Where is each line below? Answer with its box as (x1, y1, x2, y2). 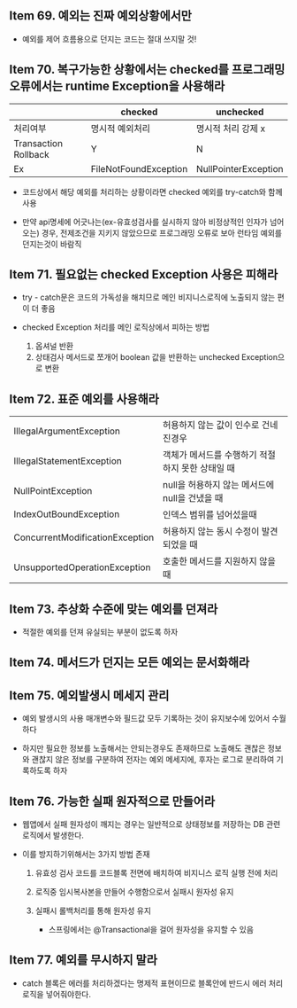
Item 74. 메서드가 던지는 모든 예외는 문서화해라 (9, 655, 250, 670)
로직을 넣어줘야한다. (21, 988, 91, 999)
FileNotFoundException (90, 162, 188, 175)
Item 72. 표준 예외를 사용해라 (9, 391, 159, 406)
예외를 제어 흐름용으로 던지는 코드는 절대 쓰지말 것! (21, 34, 197, 44)
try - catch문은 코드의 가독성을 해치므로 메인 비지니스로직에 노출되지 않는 (21, 292, 276, 303)
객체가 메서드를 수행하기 (162, 449, 258, 461)
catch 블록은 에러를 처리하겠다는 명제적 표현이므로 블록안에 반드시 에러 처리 (21, 978, 284, 988)
